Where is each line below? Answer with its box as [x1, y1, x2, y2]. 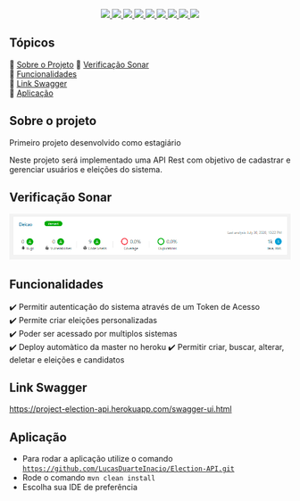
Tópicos [9, 36, 55, 51]
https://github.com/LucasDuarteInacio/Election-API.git [21, 464, 235, 473]
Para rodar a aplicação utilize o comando [21, 454, 173, 464]
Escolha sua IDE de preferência [21, 482, 138, 493]
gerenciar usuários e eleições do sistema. [9, 163, 162, 174]
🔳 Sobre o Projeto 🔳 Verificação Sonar [9, 59, 149, 70]
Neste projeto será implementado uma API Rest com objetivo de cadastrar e [9, 154, 291, 165]
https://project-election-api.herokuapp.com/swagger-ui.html [9, 404, 232, 414]
